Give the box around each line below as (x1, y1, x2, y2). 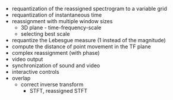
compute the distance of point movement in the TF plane (11, 43, 152, 50)
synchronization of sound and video (11, 62, 100, 69)
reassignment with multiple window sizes (11, 18, 113, 24)
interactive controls (11, 68, 59, 75)
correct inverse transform (20, 81, 84, 88)
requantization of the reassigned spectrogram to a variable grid (11, 5, 168, 12)
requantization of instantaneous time (11, 11, 102, 18)
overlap (11, 74, 31, 82)
